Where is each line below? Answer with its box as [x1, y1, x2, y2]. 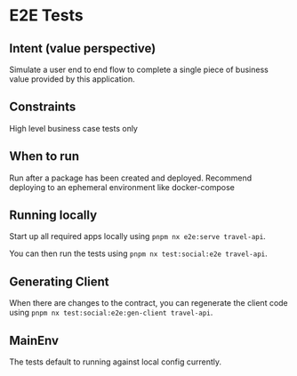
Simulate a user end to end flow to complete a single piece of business [9, 64, 269, 75]
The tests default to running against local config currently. [9, 356, 222, 367]
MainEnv [9, 332, 60, 348]
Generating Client [9, 274, 109, 289]
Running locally [9, 208, 98, 223]
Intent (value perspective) [9, 41, 157, 56]
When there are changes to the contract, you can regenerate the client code [9, 298, 289, 308]
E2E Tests [9, 5, 84, 26]
